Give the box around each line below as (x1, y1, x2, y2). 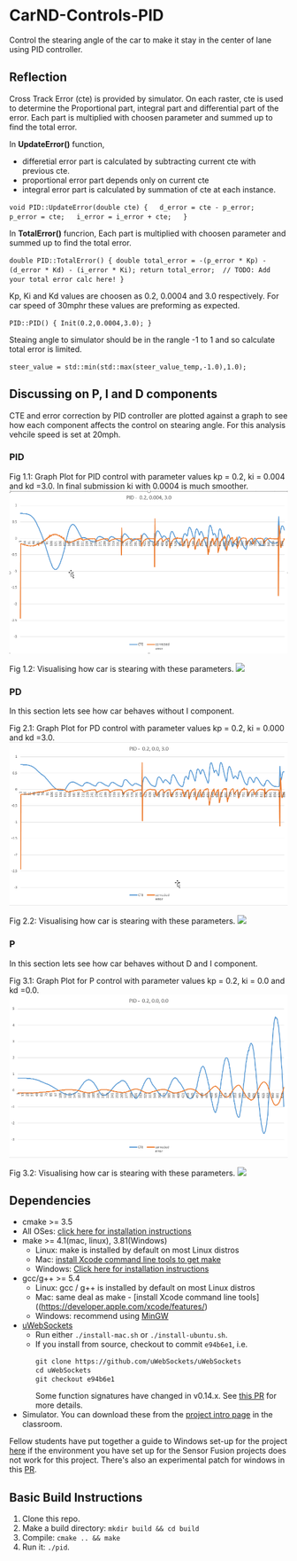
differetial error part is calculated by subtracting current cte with (21, 156, 256, 167)
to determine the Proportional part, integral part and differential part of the (9, 103, 279, 113)
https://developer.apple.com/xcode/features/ (41, 1301, 205, 1312)
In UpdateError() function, (9, 138, 105, 149)
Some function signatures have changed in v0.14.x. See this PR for (34, 1391, 277, 1401)
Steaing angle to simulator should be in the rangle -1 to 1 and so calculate (9, 334, 276, 345)
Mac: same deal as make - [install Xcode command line (34, 1292, 237, 1303)
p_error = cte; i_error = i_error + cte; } (9, 212, 188, 222)
